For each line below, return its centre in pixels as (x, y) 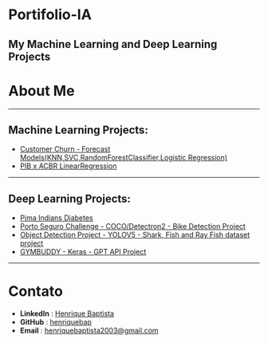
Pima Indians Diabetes (56, 218)
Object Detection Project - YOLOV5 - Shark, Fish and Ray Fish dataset (135, 235)
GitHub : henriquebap (55, 322)
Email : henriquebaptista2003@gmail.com (89, 331)
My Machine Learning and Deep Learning (113, 44)
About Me (41, 91)
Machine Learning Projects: (79, 130)
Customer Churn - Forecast (65, 149)
